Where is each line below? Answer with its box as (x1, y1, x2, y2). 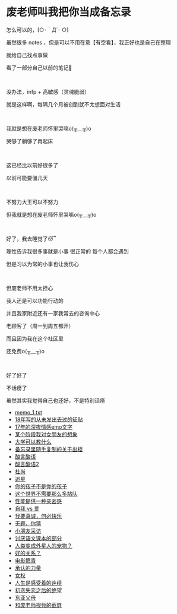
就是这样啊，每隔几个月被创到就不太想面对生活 (6, 100, 121, 107)
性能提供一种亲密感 (14, 497, 62, 505)
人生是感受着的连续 (14, 579, 62, 586)
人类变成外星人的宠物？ (14, 542, 72, 549)
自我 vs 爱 (14, 505, 40, 512)
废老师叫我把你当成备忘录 (6, 5, 132, 19)
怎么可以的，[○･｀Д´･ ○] (6, 26, 69, 33)
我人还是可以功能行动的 (6, 297, 64, 304)
